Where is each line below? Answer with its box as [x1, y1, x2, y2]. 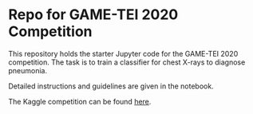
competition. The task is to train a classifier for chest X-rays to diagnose [8, 57, 246, 67]
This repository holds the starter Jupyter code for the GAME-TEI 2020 [8, 49, 239, 58]
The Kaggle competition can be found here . [8, 96, 152, 106]
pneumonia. [8, 65, 48, 75]
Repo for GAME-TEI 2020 [8, 6, 179, 24]
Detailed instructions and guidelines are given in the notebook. [8, 81, 214, 91]
